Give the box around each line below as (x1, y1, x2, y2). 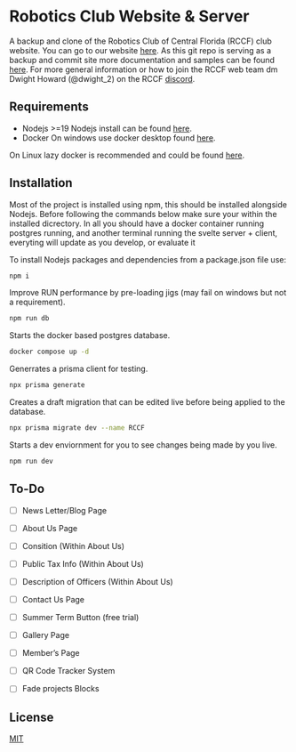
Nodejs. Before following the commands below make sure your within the (9, 208, 277, 219)
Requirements (9, 100, 89, 115)
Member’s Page (21, 648, 80, 659)
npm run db (9, 314, 50, 323)
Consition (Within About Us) (21, 540, 125, 551)
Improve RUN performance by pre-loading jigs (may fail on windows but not (9, 287, 287, 298)
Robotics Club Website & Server (9, 6, 250, 27)
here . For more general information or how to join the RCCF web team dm (9, 64, 278, 75)
